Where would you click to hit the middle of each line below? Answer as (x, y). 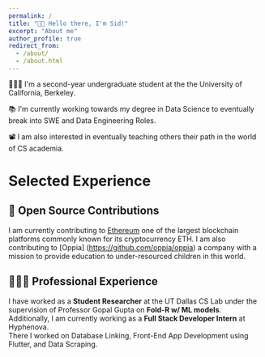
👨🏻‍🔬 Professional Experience (83, 281)
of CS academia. (36, 148)
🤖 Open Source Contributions (84, 211)
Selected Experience (80, 181)
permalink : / (30, 16)
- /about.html (39, 62)
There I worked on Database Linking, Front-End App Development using (128, 335)
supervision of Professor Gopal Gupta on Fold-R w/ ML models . (115, 309)
